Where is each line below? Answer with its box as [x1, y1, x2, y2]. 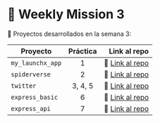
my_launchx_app [11, 59, 62, 67]
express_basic [11, 93, 59, 101]
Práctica [68, 46, 97, 56]
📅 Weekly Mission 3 [7, 6, 125, 22]
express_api [11, 105, 51, 112]
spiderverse [11, 70, 51, 78]
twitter [11, 82, 37, 90]
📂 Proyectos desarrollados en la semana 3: [7, 30, 132, 38]
